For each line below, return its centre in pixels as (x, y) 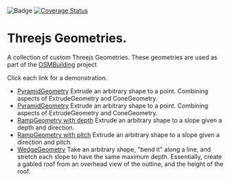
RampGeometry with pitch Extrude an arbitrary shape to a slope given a (118, 134)
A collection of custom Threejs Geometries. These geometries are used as (112, 57)
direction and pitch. (44, 142)
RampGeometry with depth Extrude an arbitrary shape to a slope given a (119, 120)
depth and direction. (46, 128)
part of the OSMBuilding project (52, 64)
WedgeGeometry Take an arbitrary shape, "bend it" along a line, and (114, 149)
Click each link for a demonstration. (57, 77)
